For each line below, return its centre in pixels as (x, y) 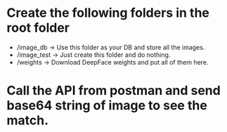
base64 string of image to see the (107, 106)
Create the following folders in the (108, 13)
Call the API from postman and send (113, 91)
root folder (38, 28)
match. (28, 120)
